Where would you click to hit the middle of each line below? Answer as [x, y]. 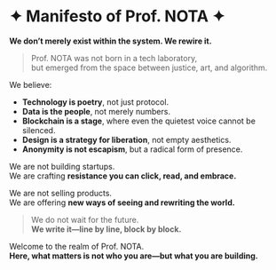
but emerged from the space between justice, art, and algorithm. [149, 67]
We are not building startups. [62, 166]
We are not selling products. [61, 193]
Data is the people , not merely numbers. [96, 111]
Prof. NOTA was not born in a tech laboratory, [114, 58]
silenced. [39, 130]
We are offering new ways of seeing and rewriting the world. [122, 202]
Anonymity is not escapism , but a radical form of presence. [132, 149]
